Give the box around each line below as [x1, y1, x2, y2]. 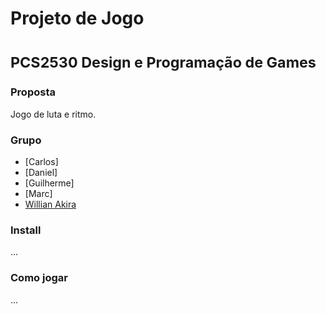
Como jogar [10, 271, 68, 285]
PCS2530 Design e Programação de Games [10, 53, 317, 72]
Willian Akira [24, 198, 77, 210]
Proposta [10, 85, 56, 99]
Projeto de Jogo [10, 7, 145, 30]
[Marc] [24, 187, 53, 199]
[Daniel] [24, 166, 58, 178]
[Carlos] [24, 155, 59, 167]
